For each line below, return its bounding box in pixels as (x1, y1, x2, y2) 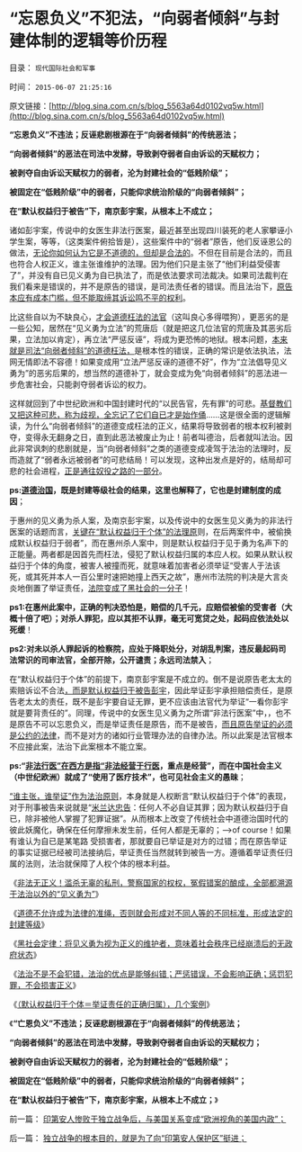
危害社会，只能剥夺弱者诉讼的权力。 (16, 379, 151, 390)
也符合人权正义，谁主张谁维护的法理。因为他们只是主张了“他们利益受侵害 (9, 258, 281, 269)
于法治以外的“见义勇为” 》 (9, 888, 103, 899)
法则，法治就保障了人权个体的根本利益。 (24, 858, 175, 868)
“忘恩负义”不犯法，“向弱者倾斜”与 (9, 8, 264, 29)
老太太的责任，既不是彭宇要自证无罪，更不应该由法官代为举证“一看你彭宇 (16, 696, 289, 706)
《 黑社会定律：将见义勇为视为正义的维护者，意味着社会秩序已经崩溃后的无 (9, 938, 285, 949)
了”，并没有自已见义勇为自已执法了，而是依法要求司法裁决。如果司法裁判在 (9, 269, 289, 280)
